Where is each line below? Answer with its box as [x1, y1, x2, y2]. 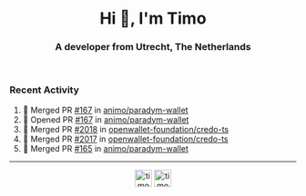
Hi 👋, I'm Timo [99, 8, 207, 29]
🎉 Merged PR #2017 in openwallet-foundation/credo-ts [22, 133, 229, 144]
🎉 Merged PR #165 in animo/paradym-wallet [22, 142, 189, 153]
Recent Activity [9, 83, 80, 96]
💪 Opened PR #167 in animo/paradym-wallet [22, 113, 189, 125]
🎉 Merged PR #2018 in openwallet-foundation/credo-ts [22, 123, 229, 134]
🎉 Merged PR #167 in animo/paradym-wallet [22, 104, 189, 115]
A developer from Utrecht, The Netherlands [55, 41, 251, 54]
